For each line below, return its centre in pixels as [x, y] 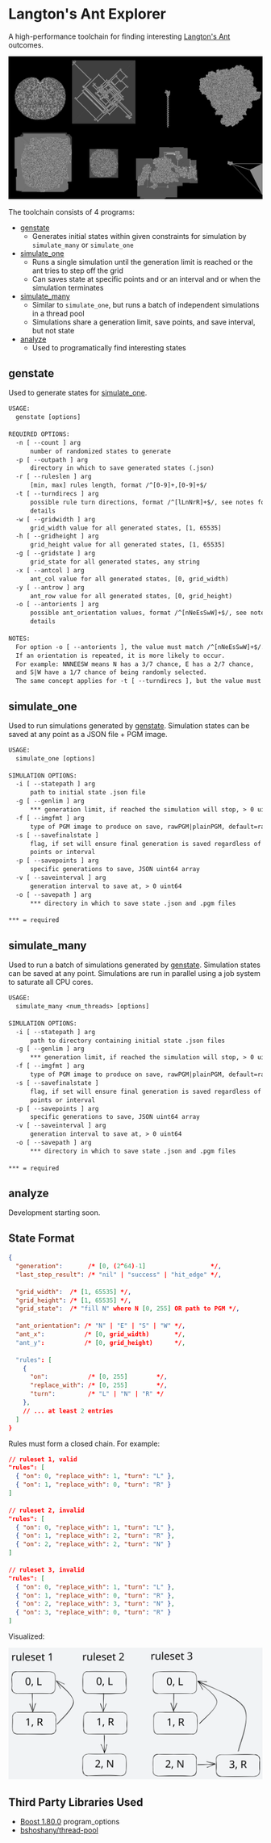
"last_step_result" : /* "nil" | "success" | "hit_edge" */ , [119, 1275]
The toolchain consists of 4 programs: [72, 212]
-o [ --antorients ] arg [57, 605]
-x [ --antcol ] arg [50, 570]
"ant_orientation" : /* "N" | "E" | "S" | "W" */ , [101, 1326]
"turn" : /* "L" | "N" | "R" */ [96, 1394]
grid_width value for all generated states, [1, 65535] [125, 528]
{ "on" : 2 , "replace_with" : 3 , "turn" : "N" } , [95, 1604]
